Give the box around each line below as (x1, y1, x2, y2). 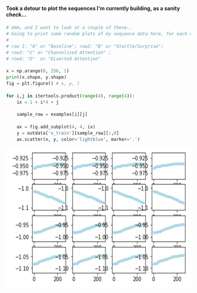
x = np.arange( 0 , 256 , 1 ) (6, 68, 69, 74)
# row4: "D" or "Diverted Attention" (6, 56, 101, 62)
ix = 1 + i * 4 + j (16, 99, 59, 105)
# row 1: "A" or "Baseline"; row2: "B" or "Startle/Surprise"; (6, 43, 164, 49)
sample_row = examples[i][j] (16, 112, 88, 118)
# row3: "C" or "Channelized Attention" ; (6, 49, 111, 55)
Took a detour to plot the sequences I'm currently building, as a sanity (6, 5, 181, 12)
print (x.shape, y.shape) (6, 74, 67, 81)
